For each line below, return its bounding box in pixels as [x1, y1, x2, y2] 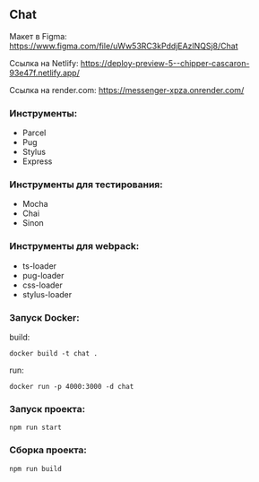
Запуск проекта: [9, 402, 86, 415]
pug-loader [22, 270, 65, 280]
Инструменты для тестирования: [9, 178, 163, 191]
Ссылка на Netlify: [9, 57, 79, 68]
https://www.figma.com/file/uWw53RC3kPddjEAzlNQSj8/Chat [9, 40, 239, 51]
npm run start [9, 423, 63, 433]
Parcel [22, 127, 47, 138]
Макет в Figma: [9, 30, 67, 41]
